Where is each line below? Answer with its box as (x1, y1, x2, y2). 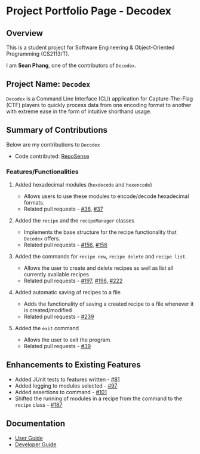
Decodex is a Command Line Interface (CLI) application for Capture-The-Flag (6, 95, 193, 102)
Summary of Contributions (6, 125, 107, 135)
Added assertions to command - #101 (14, 388, 107, 395)
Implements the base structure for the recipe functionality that (23, 228, 177, 236)
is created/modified (23, 306, 72, 313)
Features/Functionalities (6, 167, 79, 176)
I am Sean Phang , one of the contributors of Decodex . (6, 62, 137, 69)
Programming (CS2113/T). (6, 50, 70, 57)
